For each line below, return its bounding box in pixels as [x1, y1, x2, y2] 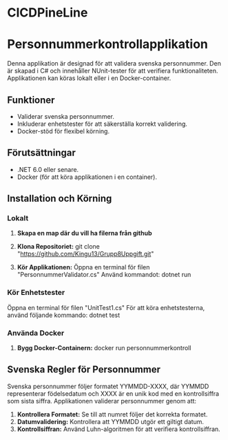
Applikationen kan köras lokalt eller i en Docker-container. [7, 74, 172, 82]
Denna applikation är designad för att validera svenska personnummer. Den [7, 59, 222, 68]
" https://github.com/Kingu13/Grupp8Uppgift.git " [17, 250, 154, 258]
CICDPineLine [7, 5, 88, 21]
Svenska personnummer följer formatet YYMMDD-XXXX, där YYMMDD [7, 382, 209, 390]
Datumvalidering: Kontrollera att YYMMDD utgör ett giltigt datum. [17, 417, 205, 425]
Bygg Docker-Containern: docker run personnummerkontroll [17, 344, 191, 352]
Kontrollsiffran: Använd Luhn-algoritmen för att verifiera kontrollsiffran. [17, 425, 220, 433]
